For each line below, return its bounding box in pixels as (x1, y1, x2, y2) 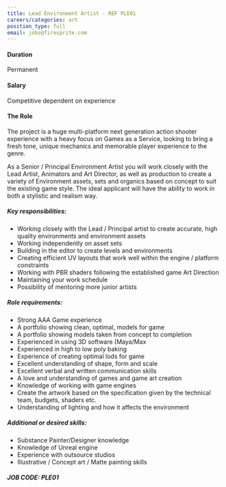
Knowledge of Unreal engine (16, 443, 98, 451)
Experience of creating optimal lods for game (16, 352, 145, 360)
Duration (7, 50, 33, 58)
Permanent (7, 66, 38, 74)
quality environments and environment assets (16, 232, 146, 240)
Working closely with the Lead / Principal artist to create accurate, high (16, 224, 218, 233)
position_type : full (7, 23, 66, 29)
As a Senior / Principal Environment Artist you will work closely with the (7, 162, 208, 171)
